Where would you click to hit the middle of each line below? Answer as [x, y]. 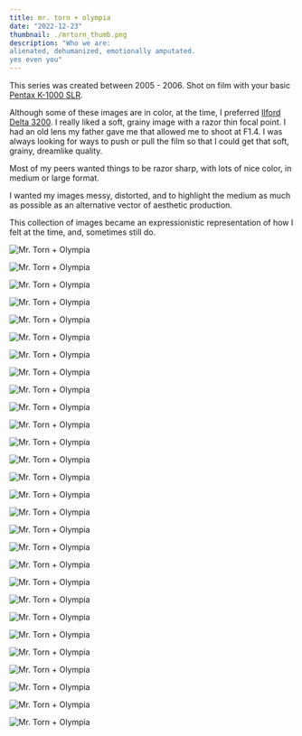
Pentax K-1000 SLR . [46, 95]
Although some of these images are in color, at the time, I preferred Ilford [145, 112]
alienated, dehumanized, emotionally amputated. [103, 51]
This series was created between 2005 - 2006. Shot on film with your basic [150, 85]
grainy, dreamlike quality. [56, 151]
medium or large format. [54, 178]
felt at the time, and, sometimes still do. [83, 232]
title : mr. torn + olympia [60, 18]
